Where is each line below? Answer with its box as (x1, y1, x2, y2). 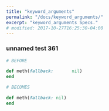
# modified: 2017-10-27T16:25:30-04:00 (6, 25, 104, 31)
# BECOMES (6, 85, 30, 90)
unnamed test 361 (6, 45, 59, 53)
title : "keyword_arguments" (6, 8, 75, 15)
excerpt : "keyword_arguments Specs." (6, 19, 98, 25)
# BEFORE (6, 58, 28, 63)
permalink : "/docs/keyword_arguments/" (6, 14, 104, 20)
